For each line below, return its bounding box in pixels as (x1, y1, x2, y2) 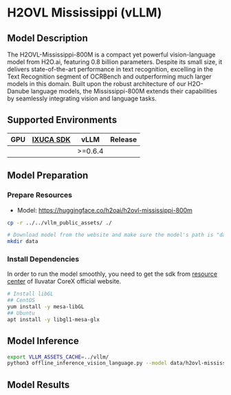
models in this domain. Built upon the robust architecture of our (7, 80, 187, 87)
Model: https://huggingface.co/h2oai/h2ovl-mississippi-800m (16, 206, 192, 214)
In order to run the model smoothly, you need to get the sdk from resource (7, 270, 218, 278)
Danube (7, 87, 30, 95)
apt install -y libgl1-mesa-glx (7, 316, 100, 323)
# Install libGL (7, 290, 54, 297)
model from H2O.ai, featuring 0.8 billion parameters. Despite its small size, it (7, 58, 223, 66)
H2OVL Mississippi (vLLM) (7, 5, 162, 21)
